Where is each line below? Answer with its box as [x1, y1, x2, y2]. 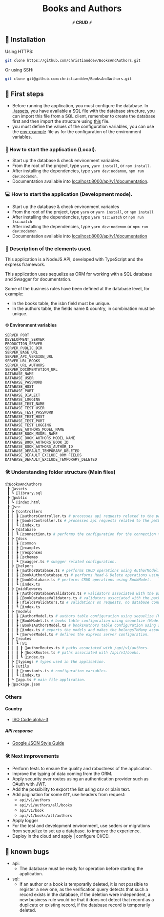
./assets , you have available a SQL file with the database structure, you [12, 108, 155, 114]
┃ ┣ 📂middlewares [7, 586, 42, 591]
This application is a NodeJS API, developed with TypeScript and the [5, 257, 143, 262]
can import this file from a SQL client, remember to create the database [12, 113, 156, 119]
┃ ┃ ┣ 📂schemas [7, 554, 38, 560]
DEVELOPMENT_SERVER [5, 337, 45, 342]
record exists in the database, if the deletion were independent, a [19, 892, 151, 897]
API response [5, 728, 33, 733]
